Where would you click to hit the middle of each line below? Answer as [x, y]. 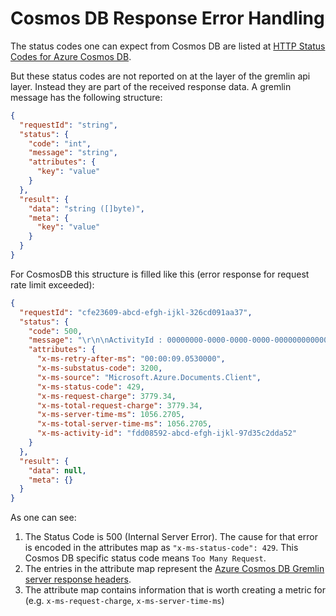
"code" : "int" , [60, 143]
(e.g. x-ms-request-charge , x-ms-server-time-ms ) [124, 601]
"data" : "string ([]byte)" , [86, 208]
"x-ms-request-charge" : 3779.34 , [106, 396]
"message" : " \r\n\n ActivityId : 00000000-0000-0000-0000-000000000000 [178, 340]
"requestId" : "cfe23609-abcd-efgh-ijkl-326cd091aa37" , [136, 312]
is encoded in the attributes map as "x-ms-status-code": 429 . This [161, 548]
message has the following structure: [86, 97]
